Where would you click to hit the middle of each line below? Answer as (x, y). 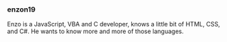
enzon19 (22, 9)
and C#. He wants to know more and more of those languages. (95, 31)
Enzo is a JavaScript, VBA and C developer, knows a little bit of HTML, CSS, (113, 24)
